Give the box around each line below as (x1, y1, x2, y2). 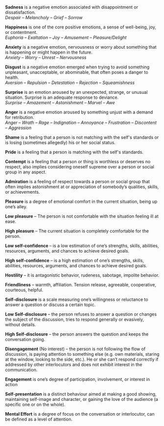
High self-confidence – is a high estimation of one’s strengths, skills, (5, 257, 144, 263)
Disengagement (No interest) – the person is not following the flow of (5, 346, 146, 352)
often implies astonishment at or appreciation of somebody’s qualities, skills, (5, 184, 159, 190)
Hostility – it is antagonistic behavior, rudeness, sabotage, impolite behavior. (5, 272, 160, 278)
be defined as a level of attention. (5, 416, 72, 422)
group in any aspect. (5, 169, 47, 175)
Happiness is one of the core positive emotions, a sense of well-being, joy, (5, 24, 157, 30)
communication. (5, 367, 38, 372)
